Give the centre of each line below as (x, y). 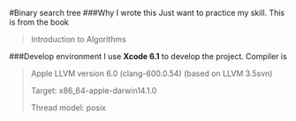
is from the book (39, 22)
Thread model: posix (68, 108)
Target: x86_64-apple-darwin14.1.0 (94, 91)
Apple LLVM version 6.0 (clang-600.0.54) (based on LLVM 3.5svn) (152, 73)
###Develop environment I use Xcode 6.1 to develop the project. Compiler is (148, 56)
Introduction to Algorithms (78, 39)
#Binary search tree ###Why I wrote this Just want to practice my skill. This (147, 13)
